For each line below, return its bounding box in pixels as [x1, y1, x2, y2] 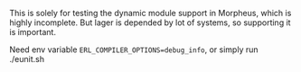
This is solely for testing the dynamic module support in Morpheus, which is [9, 8, 292, 18]
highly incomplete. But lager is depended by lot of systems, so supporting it [9, 17, 291, 28]
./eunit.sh [9, 54, 45, 64]
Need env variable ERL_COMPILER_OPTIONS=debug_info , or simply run [9, 44, 259, 55]
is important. [9, 27, 57, 37]
